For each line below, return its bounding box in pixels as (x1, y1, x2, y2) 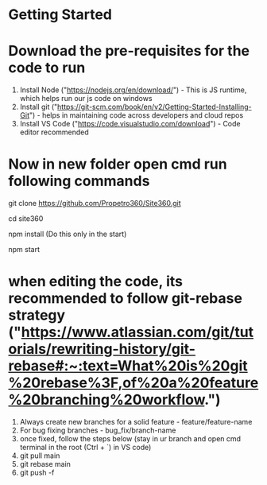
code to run (8, 59, 86, 77)
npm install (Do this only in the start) (8, 229, 127, 239)
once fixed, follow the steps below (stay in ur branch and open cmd (19, 434, 241, 443)
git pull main (19, 451, 60, 460)
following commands (8, 173, 150, 190)
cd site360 (8, 214, 44, 223)
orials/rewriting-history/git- (8, 340, 196, 359)
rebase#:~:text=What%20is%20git (8, 357, 248, 375)
